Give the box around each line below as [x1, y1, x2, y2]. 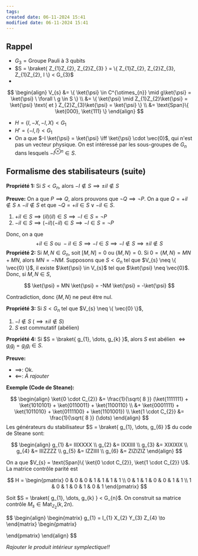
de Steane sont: [6, 430, 45, 437]
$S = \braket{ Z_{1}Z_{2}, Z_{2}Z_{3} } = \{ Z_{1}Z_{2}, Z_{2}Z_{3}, [14, 64, 176, 71]
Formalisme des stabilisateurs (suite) [6, 167, 146, 177]
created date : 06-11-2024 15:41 [6, 14, 86, 20]
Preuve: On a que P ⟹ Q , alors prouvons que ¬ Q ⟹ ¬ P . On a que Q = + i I [6, 195, 188, 202]
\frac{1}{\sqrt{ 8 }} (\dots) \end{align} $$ [50, 414, 149, 421]
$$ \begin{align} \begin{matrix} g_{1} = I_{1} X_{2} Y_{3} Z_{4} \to [6, 514, 165, 521]
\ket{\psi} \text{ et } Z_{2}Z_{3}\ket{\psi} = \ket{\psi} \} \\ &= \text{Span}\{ [9, 101, 189, 108]
